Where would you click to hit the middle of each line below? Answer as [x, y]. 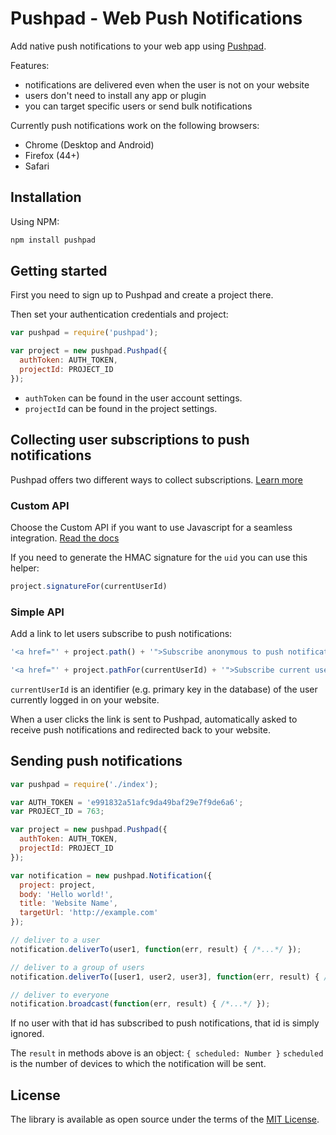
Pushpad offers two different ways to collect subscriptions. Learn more [156, 479]
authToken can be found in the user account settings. [133, 398]
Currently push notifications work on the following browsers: [135, 125]
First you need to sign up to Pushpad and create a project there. [142, 295]
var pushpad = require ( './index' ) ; [84, 784]
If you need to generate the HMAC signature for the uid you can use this [159, 557]
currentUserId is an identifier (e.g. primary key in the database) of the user [164, 689]
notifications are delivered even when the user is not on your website [167, 84]
